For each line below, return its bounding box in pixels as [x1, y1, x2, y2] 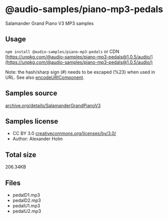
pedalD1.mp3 [12, 192, 40, 198]
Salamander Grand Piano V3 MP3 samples [5, 20, 94, 26]
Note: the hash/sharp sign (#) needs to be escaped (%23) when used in [5, 69, 155, 75]
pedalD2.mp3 [12, 197, 41, 203]
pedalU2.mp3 [12, 208, 41, 214]
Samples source [5, 89, 57, 98]
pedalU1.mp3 [12, 203, 40, 208]
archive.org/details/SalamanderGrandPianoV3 [5, 102, 101, 108]
